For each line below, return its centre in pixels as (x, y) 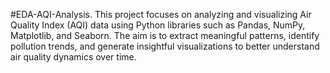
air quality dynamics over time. (73, 57)
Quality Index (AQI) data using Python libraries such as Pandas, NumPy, (158, 25)
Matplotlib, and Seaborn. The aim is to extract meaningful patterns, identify (165, 35)
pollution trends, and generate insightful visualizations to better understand (165, 46)
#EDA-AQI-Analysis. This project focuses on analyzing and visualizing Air (161, 14)
